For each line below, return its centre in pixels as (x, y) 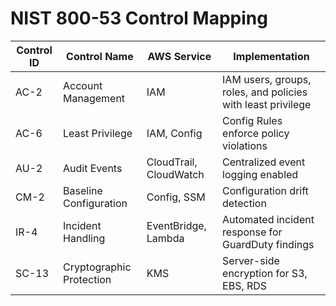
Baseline (83, 190)
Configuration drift (265, 190)
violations (245, 145)
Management (94, 98)
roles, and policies (265, 92)
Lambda (165, 238)
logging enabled (260, 174)
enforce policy (256, 133)
